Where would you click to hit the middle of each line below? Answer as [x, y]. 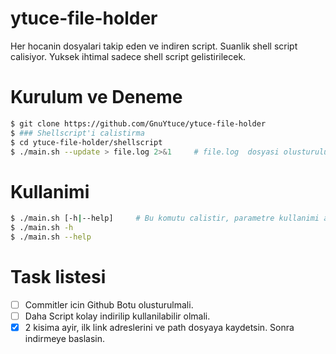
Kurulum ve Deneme [96, 97]
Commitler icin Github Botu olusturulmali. [109, 304]
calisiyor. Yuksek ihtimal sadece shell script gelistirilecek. [128, 56]
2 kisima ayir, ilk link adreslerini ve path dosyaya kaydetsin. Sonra [159, 327]
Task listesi [58, 277]
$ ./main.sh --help [51, 237]
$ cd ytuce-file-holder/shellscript [86, 142]
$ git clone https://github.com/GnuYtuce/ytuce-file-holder [138, 123]
